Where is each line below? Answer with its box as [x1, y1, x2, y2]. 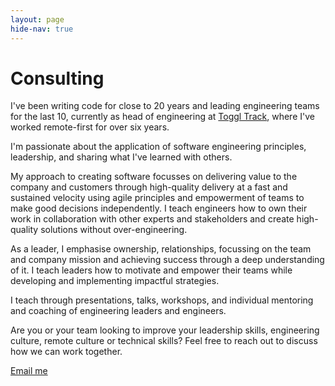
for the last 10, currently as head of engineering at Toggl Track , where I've [10, 111, 315, 123]
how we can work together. [10, 346, 123, 358]
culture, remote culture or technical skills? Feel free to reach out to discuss [10, 335, 318, 347]
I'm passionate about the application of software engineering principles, [10, 141, 307, 153]
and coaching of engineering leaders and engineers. [10, 305, 227, 317]
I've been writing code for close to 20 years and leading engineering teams [10, 100, 320, 112]
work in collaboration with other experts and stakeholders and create [10, 213, 295, 225]
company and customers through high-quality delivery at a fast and [10, 181, 288, 193]
